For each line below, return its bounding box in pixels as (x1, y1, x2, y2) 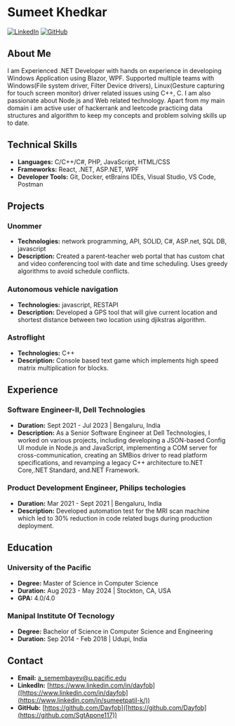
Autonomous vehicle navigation (7, 285, 119, 295)
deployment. (17, 521, 54, 530)
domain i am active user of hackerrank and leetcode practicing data (7, 103, 203, 112)
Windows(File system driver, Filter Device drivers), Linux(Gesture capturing (7, 81, 225, 90)
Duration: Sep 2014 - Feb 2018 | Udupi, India (17, 634, 147, 643)
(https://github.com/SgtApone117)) (17, 711, 118, 719)
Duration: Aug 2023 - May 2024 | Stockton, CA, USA (17, 586, 172, 595)
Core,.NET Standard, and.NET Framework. (17, 466, 140, 474)
